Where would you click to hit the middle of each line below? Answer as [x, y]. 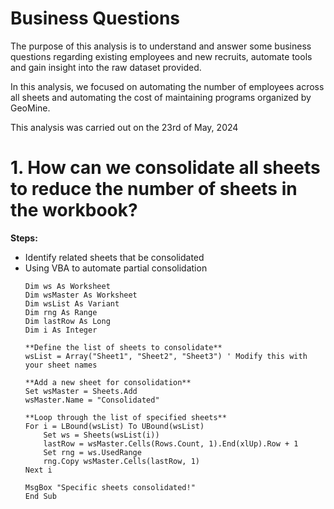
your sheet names [61, 365]
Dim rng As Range [61, 312]
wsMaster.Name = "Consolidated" [92, 400]
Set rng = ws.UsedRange [92, 452]
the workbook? [74, 210]
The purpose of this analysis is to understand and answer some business [161, 46]
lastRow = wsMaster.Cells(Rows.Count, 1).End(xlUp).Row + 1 [171, 443]
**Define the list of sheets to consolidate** [123, 347]
